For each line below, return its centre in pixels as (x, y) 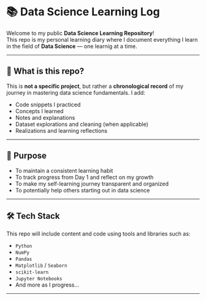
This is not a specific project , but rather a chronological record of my (95, 86)
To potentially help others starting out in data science (82, 190)
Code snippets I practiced (48, 105)
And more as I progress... (47, 285)
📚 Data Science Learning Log (83, 12)
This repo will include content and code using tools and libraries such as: (98, 234)
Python (24, 247)
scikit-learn (32, 272)
